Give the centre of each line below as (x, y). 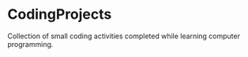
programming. (30, 44)
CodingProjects (60, 14)
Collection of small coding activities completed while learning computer (124, 36)
